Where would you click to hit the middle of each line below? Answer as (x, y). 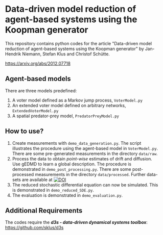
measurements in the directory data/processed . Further (90, 174)
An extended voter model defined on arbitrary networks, (69, 105)
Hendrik (13, 54)
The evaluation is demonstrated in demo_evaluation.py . (67, 195)
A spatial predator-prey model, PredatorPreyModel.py (65, 116)
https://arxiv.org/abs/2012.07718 (38, 63)
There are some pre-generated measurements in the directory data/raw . (85, 154)
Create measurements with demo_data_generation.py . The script (77, 143)
